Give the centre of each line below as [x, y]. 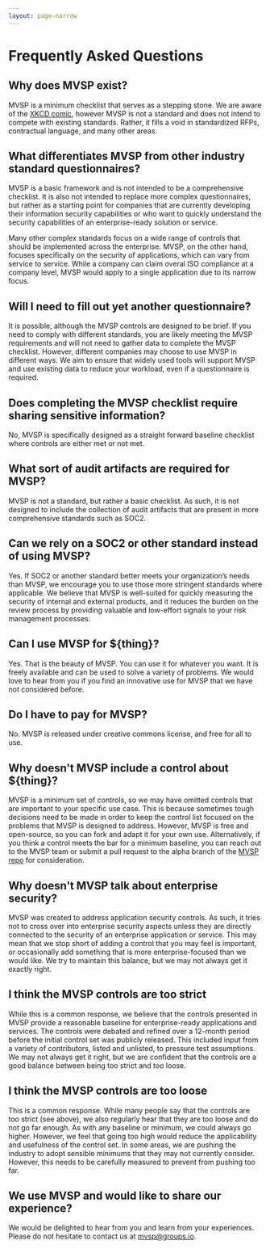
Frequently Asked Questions [106, 55]
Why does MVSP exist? [68, 86]
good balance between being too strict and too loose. [98, 1065]
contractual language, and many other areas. [83, 131]
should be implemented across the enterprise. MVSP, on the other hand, [128, 246]
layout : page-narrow [43, 16]
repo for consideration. [46, 860]
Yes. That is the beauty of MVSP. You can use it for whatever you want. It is [134, 663]
